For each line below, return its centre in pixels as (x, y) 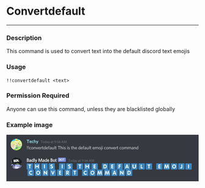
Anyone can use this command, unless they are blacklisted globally (91, 109)
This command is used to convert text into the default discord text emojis (98, 51)
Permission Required (38, 96)
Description (24, 38)
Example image (30, 125)
